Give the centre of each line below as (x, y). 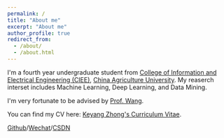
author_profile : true (39, 33)
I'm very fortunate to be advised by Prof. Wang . (76, 100)
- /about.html (34, 53)
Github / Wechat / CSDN (39, 128)
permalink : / (26, 14)
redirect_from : (29, 40)
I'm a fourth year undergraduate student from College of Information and (112, 72)
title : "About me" (34, 20)
